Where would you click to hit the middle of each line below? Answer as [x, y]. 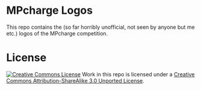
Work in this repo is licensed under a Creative [138, 74]
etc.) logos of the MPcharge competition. [57, 33]
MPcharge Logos [50, 10]
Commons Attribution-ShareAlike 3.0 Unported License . [75, 80]
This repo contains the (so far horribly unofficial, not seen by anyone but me [100, 27]
